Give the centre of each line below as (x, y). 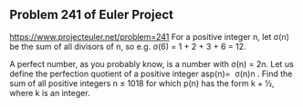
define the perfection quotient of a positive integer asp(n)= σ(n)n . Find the (151, 73)
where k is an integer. (50, 92)
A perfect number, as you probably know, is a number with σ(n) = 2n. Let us (151, 63)
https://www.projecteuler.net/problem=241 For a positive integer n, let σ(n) (150, 36)
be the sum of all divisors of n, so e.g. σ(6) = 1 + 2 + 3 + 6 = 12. (128, 46)
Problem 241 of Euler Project (91, 15)
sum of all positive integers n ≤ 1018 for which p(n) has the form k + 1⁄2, (142, 83)
